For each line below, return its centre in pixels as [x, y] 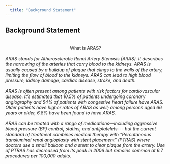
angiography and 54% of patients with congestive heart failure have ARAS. [84, 102]
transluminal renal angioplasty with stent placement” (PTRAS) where [78, 140]
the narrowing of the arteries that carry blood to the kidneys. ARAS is [78, 64]
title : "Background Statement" [43, 10]
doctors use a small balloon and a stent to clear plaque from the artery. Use [85, 145]
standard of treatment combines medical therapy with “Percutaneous [78, 135]
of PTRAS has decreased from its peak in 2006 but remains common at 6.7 [84, 151]
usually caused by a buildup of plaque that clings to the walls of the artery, [84, 70]
